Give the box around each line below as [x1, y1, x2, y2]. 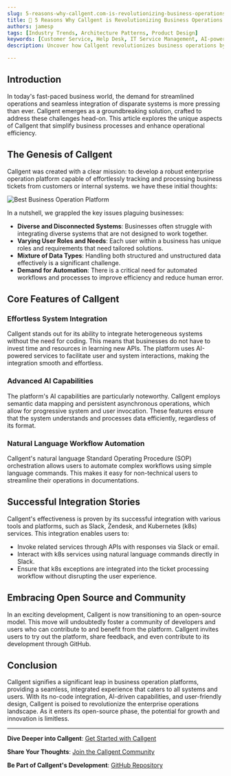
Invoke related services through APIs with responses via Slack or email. [16, 543, 220, 551]
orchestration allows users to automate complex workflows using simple [7, 461, 212, 469]
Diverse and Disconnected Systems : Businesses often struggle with [16, 222, 212, 230]
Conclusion [7, 659, 58, 671]
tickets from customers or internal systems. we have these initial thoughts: [7, 182, 218, 190]
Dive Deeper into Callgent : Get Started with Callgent [7, 735, 157, 743]
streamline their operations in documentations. [7, 476, 140, 484]
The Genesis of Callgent [7, 149, 113, 161]
